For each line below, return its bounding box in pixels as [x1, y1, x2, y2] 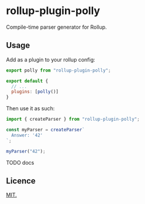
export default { [6, 78, 49, 84]
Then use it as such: [6, 105, 55, 112]
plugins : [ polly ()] [11, 89, 59, 95]
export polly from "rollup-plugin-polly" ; [6, 67, 111, 73]
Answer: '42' [11, 132, 43, 138]
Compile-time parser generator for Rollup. [6, 23, 107, 30]
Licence [6, 176, 36, 186]
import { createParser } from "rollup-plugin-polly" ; [6, 116, 140, 123]
